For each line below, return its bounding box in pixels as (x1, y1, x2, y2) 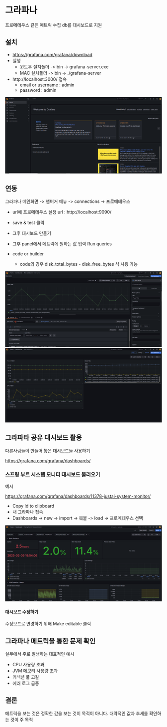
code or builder (12, 251, 44, 257)
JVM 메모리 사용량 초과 (12, 668, 58, 674)
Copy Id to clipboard (12, 503, 55, 509)
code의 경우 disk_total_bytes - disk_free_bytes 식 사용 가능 (19, 261, 138, 267)
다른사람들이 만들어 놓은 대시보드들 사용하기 (5, 447, 90, 454)
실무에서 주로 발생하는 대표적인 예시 (5, 651, 75, 657)
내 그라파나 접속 (12, 509, 43, 515)
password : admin (19, 87, 57, 93)
